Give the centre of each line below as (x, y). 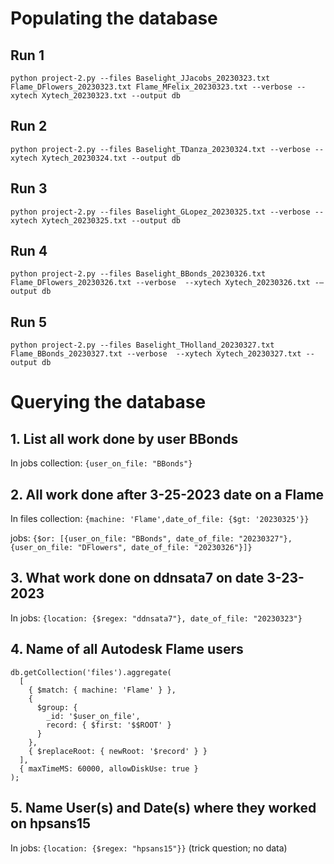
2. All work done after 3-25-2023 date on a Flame (167, 494)
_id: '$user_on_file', (93, 716)
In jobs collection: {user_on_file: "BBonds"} (101, 463)
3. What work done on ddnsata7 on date (137, 578)
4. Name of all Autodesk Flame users (127, 649)
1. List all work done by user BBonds (124, 438)
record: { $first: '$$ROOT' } (109, 725)
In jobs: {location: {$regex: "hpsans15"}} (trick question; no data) (149, 848)
